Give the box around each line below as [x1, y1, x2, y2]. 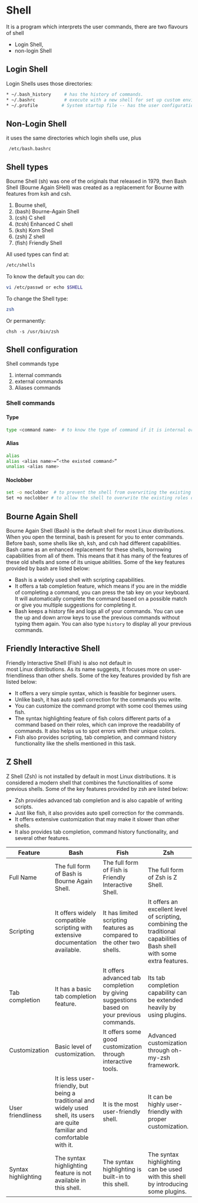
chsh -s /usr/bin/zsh [6, 329, 60, 335]
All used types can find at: [6, 251, 70, 258]
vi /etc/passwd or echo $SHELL [6, 284, 83, 290]
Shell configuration [6, 345, 78, 355]
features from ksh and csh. [6, 190, 72, 197]
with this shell [148, 1172, 186, 1181]
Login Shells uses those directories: [6, 80, 93, 87]
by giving [103, 988, 128, 997]
